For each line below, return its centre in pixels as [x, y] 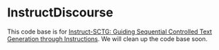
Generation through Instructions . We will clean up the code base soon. [107, 38]
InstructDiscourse [60, 13]
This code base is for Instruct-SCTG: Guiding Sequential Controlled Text [109, 32]
